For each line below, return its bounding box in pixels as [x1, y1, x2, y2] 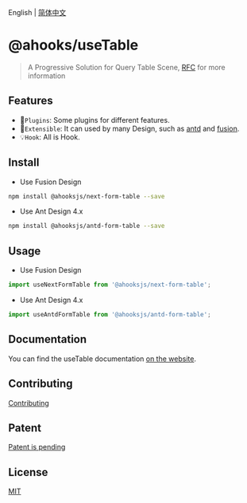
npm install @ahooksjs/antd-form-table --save [8, 222, 165, 230]
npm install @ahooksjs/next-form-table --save [8, 192, 165, 200]
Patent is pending [8, 442, 66, 452]
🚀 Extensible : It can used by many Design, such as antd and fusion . [19, 124, 240, 133]
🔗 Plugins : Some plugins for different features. [19, 115, 170, 124]
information [27, 71, 66, 81]
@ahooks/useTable [8, 36, 139, 54]
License [8, 466, 48, 479]
